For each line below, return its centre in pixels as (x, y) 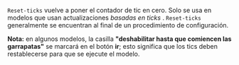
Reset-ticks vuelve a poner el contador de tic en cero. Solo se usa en (110, 10)
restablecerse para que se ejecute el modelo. (74, 54)
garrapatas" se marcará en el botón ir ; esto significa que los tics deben (113, 46)
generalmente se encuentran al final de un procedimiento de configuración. (118, 25)
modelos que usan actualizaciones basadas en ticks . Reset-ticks (104, 18)
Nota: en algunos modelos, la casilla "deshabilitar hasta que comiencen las (119, 39)
